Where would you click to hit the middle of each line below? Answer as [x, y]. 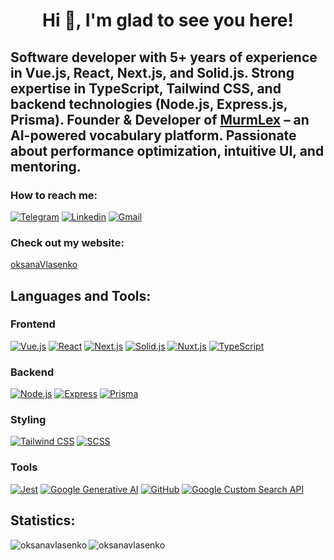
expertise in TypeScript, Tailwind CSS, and [146, 88]
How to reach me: [54, 195]
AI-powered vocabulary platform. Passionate [153, 135]
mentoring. [46, 166]
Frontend [33, 324]
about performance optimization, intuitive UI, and [167, 150]
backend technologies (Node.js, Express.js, [149, 104]
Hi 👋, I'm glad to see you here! [168, 20]
